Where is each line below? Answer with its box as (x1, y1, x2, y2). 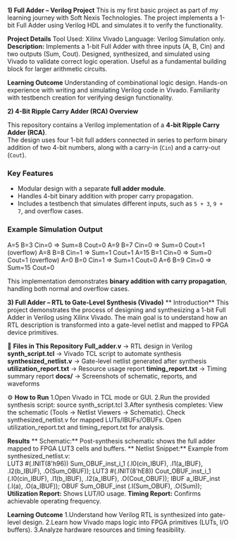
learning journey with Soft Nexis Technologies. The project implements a (7, 13, 218, 22)
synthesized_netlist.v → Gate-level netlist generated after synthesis (7, 357, 207, 365)
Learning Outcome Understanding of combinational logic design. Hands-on (7, 78, 228, 87)
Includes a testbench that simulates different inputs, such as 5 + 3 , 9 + (17, 199, 223, 208)
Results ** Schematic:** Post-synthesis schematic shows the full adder (7, 436, 216, 445)
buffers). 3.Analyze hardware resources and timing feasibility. (7, 525, 186, 534)
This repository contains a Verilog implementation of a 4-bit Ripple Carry (7, 121, 220, 129)
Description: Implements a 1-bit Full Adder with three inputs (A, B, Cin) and (7, 42, 225, 50)
